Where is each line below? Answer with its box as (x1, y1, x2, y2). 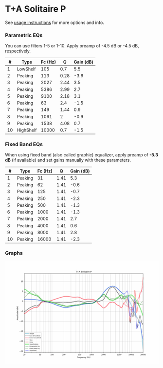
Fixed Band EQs (5, 141, 43, 148)
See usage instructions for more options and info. (5, 20, 105, 25)
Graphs (5, 250, 23, 257)
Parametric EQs (5, 32, 43, 39)
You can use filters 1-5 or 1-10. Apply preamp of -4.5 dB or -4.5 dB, (5, 43, 139, 49)
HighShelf (17, 127, 37, 133)
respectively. (5, 48, 31, 54)
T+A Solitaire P (5, 3, 66, 15)
